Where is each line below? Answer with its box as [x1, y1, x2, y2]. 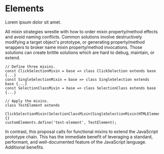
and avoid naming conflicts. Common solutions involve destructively [5, 34, 143, 40]
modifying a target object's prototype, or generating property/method [5, 39, 145, 45]
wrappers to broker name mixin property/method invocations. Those [5, 44, 143, 50]
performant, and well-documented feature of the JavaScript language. [5, 139, 146, 145]
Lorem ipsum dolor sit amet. [5, 19, 61, 25]
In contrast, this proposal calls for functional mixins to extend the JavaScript [5, 128, 158, 134]
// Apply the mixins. [5, 99, 49, 103]
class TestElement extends [5, 103, 60, 108]
